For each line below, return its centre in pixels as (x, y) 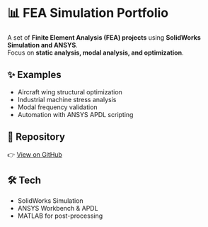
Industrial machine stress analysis (67, 99)
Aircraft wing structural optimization (70, 92)
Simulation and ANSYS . (42, 45)
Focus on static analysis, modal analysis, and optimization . (96, 52)
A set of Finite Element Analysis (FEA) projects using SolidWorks (104, 37)
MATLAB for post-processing (60, 216)
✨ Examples (34, 75)
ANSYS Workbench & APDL (58, 209)
